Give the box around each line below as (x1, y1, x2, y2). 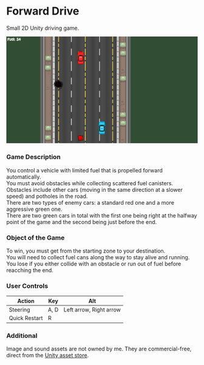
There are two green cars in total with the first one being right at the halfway (6, 211, 197, 219)
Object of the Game (6, 233, 65, 242)
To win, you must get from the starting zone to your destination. (6, 247, 166, 254)
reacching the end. (6, 267, 53, 274)
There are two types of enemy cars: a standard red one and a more (6, 199, 175, 206)
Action (17, 297, 35, 304)
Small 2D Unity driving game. (6, 24, 80, 32)
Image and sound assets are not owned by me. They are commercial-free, (6, 345, 192, 353)
